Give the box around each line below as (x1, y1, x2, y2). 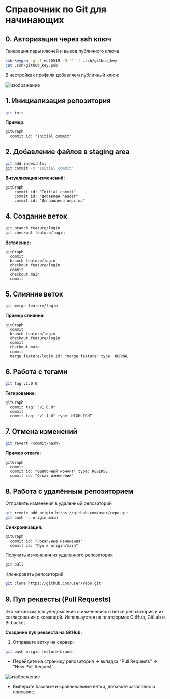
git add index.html (5, 161, 47, 166)
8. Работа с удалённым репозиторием (5, 487, 134, 496)
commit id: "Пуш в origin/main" (10, 543, 79, 548)
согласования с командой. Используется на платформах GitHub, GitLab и (5, 614, 165, 620)
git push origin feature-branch (5, 649, 74, 654)
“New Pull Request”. (12, 663, 55, 669)
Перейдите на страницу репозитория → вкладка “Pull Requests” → (12, 658, 158, 664)
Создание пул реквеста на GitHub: (5, 629, 82, 635)
